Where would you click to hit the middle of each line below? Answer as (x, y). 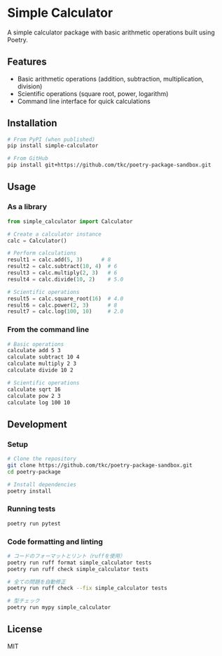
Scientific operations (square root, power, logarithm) (93, 93)
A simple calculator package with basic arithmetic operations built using (111, 32)
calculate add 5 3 (34, 351)
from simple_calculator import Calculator (70, 221)
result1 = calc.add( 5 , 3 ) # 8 (59, 260)
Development (37, 424)
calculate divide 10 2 (40, 370)
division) (30, 86)
